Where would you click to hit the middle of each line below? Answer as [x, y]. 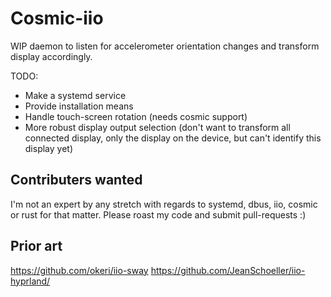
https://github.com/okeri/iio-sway [79, 270]
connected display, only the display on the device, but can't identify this [173, 138]
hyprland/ [30, 281]
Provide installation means [79, 106]
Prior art [36, 246]
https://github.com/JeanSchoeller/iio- [228, 270]
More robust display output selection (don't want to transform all [157, 127]
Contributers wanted [76, 180]
